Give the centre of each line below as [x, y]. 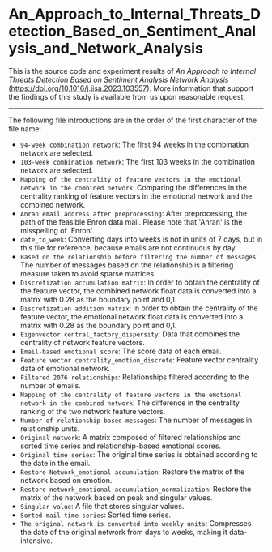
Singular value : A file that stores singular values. [102, 506]
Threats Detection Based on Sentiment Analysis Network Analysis [119, 79]
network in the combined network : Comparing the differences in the [133, 187]
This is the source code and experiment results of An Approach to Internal [132, 71]
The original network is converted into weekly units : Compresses [136, 523]
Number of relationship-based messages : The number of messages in [136, 420]
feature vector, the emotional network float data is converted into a [132, 316]
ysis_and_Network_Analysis [106, 49]
